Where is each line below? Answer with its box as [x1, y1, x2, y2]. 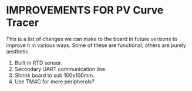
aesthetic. [6, 48, 31, 55]
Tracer [6, 16, 39, 29]
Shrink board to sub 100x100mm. [14, 72, 95, 79]
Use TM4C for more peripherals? [14, 77, 95, 85]
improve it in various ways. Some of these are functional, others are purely [6, 42, 187, 49]
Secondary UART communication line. [14, 65, 107, 72]
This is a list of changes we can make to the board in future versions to [6, 35, 178, 42]
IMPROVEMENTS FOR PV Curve [6, 4, 164, 17]
